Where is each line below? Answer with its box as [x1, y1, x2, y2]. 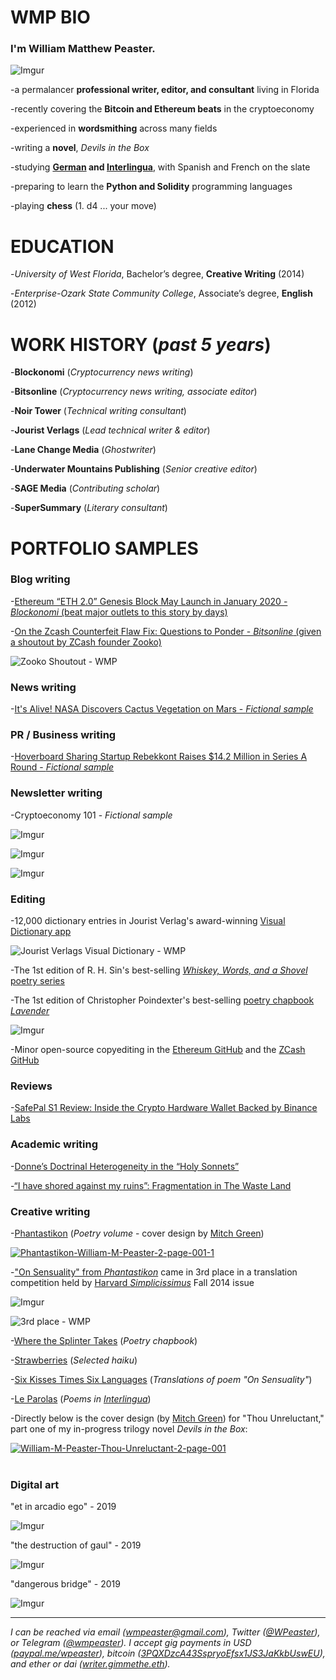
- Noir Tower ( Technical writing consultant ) [10, 405, 187, 417]
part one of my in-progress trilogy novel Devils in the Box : [10, 1422, 248, 1435]
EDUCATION [10, 235, 115, 258]
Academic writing [10, 1137, 99, 1151]
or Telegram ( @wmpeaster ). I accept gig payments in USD [10, 1637, 252, 1649]
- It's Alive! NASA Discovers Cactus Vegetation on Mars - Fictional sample [10, 703, 314, 715]
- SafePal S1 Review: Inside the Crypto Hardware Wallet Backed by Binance [10, 1102, 318, 1114]
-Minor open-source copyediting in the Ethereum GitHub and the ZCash [10, 1044, 306, 1056]
